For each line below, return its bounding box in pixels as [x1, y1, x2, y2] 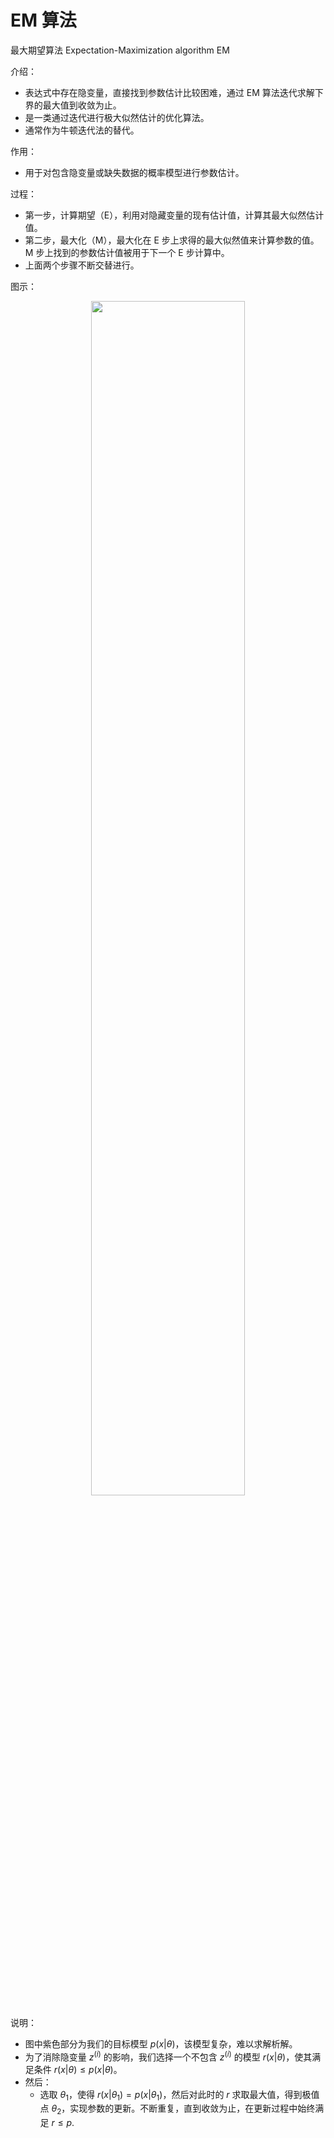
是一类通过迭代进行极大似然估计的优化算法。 [24, 111, 210, 123]
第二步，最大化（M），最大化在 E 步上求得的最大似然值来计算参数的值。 [24, 234, 320, 246]
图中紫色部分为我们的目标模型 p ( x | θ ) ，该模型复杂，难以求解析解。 [24, 2037, 298, 2050]
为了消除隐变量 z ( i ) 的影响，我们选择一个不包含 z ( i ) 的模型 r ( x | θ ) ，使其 [24, 2049, 313, 2063]
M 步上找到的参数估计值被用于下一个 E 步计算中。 [24, 246, 230, 258]
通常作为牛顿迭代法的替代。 [24, 124, 140, 136]
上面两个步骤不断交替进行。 [24, 259, 140, 271]
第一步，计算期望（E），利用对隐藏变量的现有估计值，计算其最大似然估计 [24, 209, 325, 221]
